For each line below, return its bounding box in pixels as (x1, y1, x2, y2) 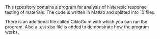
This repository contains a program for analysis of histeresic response (5, 4, 147, 10)
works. (5, 29, 19, 35)
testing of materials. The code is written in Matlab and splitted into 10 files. (5, 9, 156, 15)
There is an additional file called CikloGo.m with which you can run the (5, 19, 148, 24)
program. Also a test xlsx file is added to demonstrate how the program (5, 24, 149, 30)
